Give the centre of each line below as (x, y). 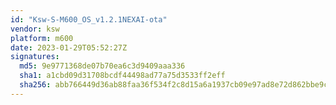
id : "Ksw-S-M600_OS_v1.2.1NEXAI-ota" (89, 19)
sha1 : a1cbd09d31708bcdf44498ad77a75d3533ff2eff (122, 76)
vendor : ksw (35, 29)
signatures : (35, 57)
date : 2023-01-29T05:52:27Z (69, 47)
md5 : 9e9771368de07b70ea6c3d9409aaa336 (102, 66)
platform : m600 (42, 38)
